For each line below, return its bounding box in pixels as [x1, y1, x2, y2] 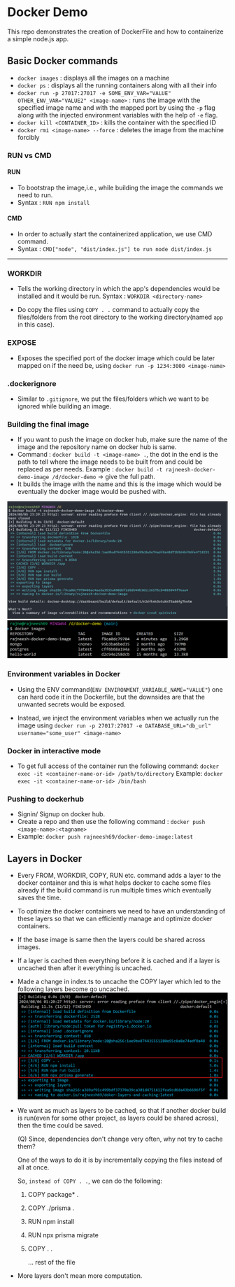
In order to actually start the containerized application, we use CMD [17, 230, 213, 239]
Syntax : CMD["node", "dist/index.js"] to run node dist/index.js [17, 245, 212, 253]
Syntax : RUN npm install [17, 198, 90, 206]
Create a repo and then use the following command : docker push [17, 818, 206, 826]
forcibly [17, 133, 40, 141]
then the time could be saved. [17, 1121, 104, 1130]
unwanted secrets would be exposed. [17, 700, 126, 709]
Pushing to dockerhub [7, 794, 85, 804]
